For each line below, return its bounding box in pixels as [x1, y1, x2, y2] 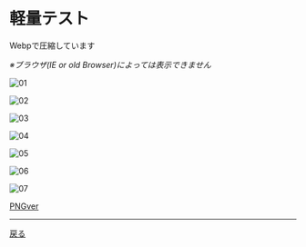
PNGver [9, 201, 39, 212]
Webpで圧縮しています [9, 40, 96, 51]
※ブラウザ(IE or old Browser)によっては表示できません [9, 59, 211, 70]
